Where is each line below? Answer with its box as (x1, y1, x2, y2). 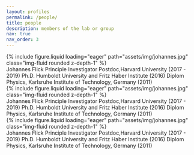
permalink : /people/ (6, 14, 58, 20)
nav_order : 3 (6, 37, 39, 42)
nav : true (6, 31, 31, 37)
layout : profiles (6, 8, 50, 15)
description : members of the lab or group (6, 25, 114, 32)
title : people (6, 20, 42, 26)
